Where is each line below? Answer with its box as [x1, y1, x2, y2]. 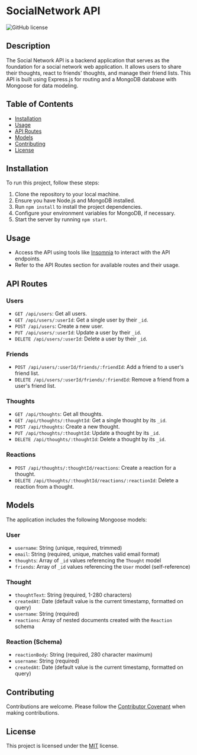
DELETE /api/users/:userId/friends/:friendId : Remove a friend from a [14, 376, 189, 383]
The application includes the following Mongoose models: [6, 516, 147, 523]
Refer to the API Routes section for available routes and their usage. [14, 262, 180, 269]
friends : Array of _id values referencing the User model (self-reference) [14, 563, 190, 570]
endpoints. [14, 255, 41, 262]
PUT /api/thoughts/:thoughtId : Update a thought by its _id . [14, 429, 160, 437]
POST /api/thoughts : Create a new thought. [14, 423, 120, 431]
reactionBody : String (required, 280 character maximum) [14, 651, 153, 658]
